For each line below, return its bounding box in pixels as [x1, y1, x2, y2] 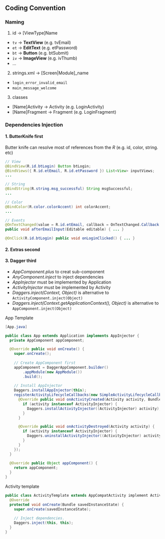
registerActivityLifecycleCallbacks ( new [14, 392, 98, 398]
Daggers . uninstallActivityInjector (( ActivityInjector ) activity [27, 433, 162, 439]
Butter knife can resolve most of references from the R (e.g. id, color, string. [5, 144, 159, 150]
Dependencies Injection [5, 121, 63, 128]
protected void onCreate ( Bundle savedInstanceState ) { [9, 502, 124, 507]
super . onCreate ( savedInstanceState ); [14, 507, 91, 511]
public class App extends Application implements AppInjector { [5, 333, 139, 338]
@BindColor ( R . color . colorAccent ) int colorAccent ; [5, 204, 111, 209]
